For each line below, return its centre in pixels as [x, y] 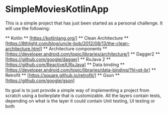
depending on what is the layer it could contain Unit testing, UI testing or [80, 100]
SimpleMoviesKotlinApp [57, 9]
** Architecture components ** [75, 48]
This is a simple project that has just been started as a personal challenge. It [84, 23]
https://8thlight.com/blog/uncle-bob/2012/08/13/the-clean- [68, 43]
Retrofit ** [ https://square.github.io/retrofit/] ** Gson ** [62, 75]
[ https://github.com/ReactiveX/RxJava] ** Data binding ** [65, 64]
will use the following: [28, 28]
